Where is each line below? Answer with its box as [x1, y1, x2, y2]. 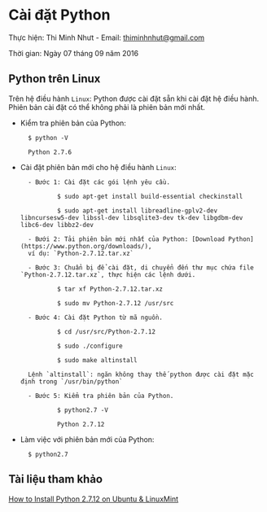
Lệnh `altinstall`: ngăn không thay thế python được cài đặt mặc [28, 370, 254, 379]
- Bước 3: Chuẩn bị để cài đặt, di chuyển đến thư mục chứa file [28, 263, 254, 272]
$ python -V [28, 133, 68, 142]
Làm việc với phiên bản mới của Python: [20, 434, 155, 444]
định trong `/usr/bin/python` [20, 377, 124, 386]
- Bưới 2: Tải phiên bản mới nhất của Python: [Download [28, 234, 225, 243]
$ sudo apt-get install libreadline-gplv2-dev [56, 206, 218, 215]
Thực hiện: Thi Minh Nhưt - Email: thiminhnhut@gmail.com [8, 33, 205, 42]
